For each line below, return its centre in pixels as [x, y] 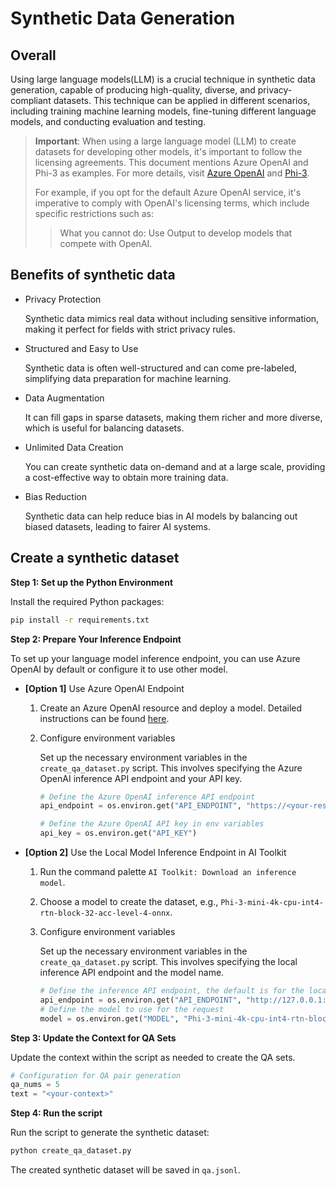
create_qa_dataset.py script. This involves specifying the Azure [171, 768]
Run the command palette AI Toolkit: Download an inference [168, 871]
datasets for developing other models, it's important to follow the [168, 151]
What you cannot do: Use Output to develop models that [176, 233]
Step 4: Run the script [56, 1113]
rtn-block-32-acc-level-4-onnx [105, 913]
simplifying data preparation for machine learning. [128, 378]
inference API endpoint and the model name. [132, 972]
